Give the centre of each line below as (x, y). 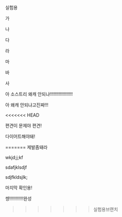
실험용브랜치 (106, 209)
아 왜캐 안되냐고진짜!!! (27, 105)
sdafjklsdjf (16, 167)
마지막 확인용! (19, 188)
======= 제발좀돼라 (27, 147)
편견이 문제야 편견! (24, 126)
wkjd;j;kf (14, 157)
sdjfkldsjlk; (16, 177)
